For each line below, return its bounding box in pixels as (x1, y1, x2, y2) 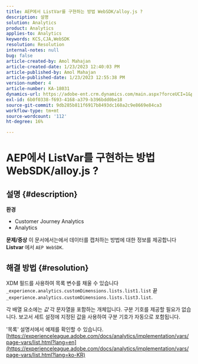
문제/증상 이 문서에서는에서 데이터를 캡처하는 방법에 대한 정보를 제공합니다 (6, 236, 177, 243)
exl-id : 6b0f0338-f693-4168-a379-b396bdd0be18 (6, 96, 123, 102)
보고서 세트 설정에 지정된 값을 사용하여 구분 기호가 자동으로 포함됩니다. (18, 313, 181, 320)
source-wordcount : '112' (6, 113, 67, 119)
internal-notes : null (6, 47, 60, 53)
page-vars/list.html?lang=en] (6, 339, 77, 346)
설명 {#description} (6, 189, 78, 199)
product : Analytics (6, 25, 54, 31)
